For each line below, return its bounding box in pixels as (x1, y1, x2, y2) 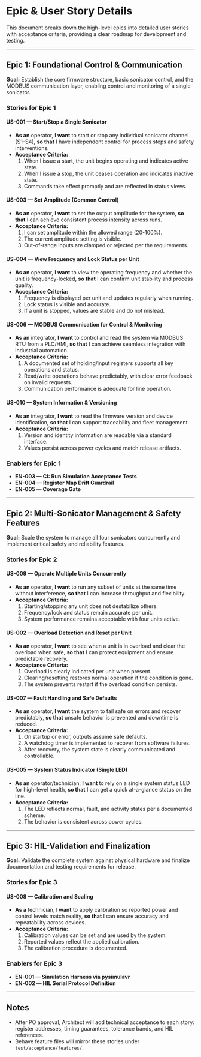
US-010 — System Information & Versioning (6, 399, 117, 406)
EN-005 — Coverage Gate (14, 485, 81, 493)
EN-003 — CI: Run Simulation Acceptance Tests (14, 472, 138, 480)
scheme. (23, 812, 45, 819)
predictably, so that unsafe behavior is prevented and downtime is (14, 714, 178, 721)
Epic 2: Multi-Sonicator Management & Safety (6, 508, 181, 519)
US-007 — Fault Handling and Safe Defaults (6, 694, 117, 702)
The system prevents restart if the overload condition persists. (23, 681, 178, 688)
